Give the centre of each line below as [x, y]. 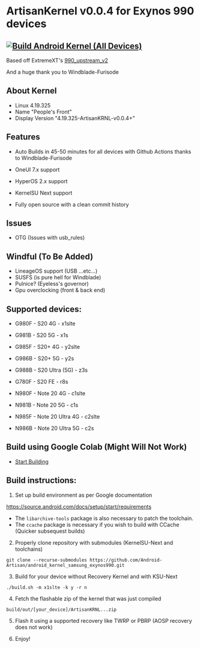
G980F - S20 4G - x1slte [45, 324]
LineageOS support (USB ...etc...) [56, 271]
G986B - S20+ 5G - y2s [44, 359]
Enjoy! [23, 638]
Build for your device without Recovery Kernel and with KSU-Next [96, 576]
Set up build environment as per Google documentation [83, 495]
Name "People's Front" [43, 112]
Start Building [32, 461]
